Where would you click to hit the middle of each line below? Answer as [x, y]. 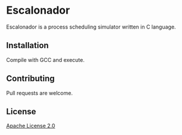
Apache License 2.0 [31, 126]
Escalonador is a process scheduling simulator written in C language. [91, 27]
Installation [27, 45]
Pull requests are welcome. [39, 93]
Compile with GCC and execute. [45, 59]
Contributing [30, 79]
